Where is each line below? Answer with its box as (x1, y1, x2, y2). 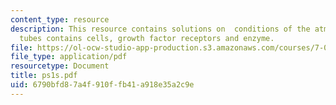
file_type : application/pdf (10, 52, 128, 62)
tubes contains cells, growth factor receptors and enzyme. (19, 33, 275, 43)
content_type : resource (10, 14, 110, 25)
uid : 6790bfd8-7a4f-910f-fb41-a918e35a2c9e (10, 80, 195, 90)
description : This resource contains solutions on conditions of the (10, 24, 311, 34)
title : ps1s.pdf (10, 71, 78, 81)
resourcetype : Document (10, 61, 110, 71)
